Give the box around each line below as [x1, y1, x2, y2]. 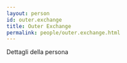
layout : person [6, 10, 50, 17]
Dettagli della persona [6, 48, 69, 56]
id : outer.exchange [6, 16, 62, 23]
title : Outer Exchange [6, 23, 71, 29]
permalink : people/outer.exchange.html [6, 29, 121, 36]
